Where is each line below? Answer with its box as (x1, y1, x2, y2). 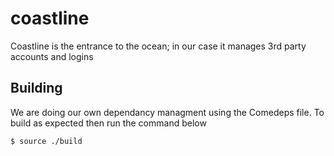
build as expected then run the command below (10, 117, 207, 129)
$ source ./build (10, 136, 83, 146)
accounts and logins (10, 50, 94, 62)
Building (10, 80, 63, 97)
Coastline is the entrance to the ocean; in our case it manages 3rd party (10, 40, 307, 52)
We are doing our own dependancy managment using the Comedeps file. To (10, 106, 325, 118)
